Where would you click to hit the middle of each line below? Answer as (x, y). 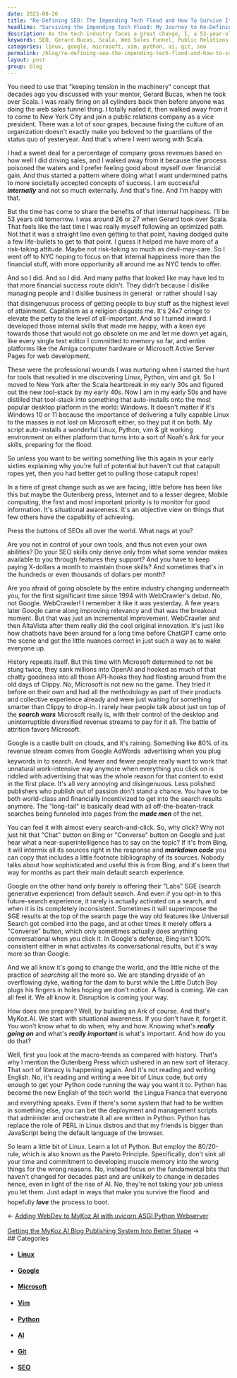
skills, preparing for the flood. (50, 444)
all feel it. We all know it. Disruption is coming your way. (88, 997)
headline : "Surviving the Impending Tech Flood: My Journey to (102, 27)
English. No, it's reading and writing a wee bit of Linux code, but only (107, 1077)
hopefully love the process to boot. (58, 1202)
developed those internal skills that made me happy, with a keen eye (107, 326)
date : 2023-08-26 (33, 14)
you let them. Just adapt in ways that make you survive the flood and (108, 1192)
